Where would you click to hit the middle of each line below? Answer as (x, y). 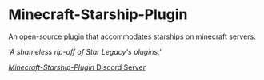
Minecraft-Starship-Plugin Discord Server (77, 67)
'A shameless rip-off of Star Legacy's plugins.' (85, 51)
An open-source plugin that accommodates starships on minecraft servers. (132, 36)
